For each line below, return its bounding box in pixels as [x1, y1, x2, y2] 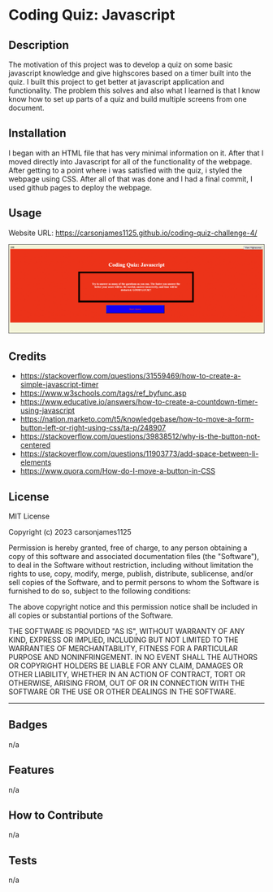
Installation [8, 126, 67, 140]
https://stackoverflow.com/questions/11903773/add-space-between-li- [19, 449, 259, 459]
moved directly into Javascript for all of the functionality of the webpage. [8, 156, 253, 166]
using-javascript [19, 405, 76, 416]
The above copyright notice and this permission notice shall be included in [8, 601, 258, 611]
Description [8, 38, 69, 52]
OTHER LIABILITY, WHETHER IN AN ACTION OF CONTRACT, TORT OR [8, 669, 245, 679]
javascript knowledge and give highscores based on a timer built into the [8, 68, 252, 78]
